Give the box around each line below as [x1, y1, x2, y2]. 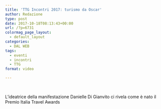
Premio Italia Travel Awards [5, 99, 60, 105]
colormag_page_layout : [5, 30, 52, 35]
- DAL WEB [9, 44, 29, 49]
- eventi [9, 53, 27, 58]
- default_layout [9, 35, 45, 40]
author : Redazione [5, 12, 43, 17]
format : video [5, 67, 34, 72]
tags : [5, 48, 16, 53]
